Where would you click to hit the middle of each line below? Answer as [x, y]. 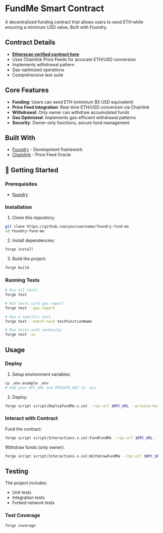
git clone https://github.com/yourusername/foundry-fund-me [67, 227]
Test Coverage [23, 515]
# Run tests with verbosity [33, 330]
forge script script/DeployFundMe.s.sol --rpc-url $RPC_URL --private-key [82, 406]
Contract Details [30, 43]
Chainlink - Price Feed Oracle [41, 155]
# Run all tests [21, 290]
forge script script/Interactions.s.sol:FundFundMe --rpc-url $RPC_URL [79, 438]
